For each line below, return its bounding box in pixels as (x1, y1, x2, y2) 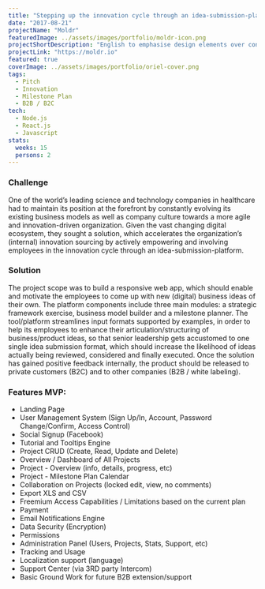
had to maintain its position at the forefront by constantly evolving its (8, 203, 231, 213)
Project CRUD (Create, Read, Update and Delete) (19, 447, 179, 456)
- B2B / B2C (15, 99, 55, 107)
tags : (8, 70, 26, 78)
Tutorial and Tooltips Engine (19, 438, 110, 448)
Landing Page (19, 404, 65, 415)
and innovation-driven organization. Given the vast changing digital (8, 220, 226, 230)
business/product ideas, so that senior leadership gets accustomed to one (8, 333, 250, 343)
